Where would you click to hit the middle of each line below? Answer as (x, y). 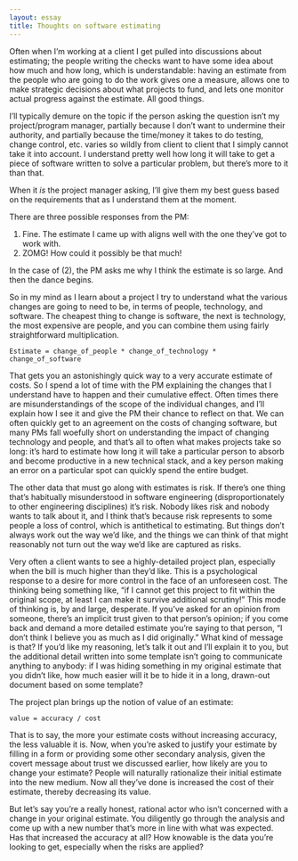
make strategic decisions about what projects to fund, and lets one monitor (147, 89)
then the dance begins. (52, 279)
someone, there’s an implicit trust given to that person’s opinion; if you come (149, 618)
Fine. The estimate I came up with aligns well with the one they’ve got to (154, 234)
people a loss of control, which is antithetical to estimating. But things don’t (147, 525)
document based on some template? (77, 685)
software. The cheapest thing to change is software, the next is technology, (148, 316)
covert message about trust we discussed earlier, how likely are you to (139, 763)
